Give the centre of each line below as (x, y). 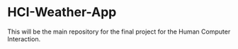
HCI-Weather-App (62, 12)
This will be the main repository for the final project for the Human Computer (119, 31)
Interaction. (24, 38)
